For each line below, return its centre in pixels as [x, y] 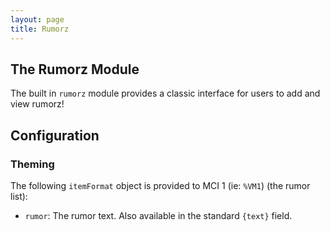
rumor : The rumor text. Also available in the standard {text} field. [158, 215]
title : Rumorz [40, 29]
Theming [32, 164]
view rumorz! [37, 104]
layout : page [37, 19]
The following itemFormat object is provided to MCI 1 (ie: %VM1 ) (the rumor [160, 185]
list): [19, 196]
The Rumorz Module [75, 69]
